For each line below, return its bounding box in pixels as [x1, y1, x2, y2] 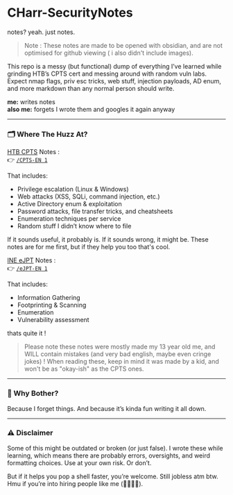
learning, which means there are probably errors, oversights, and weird [7, 451, 210, 460]
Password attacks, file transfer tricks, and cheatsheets [17, 207, 173, 216]
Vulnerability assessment [17, 316, 89, 324]
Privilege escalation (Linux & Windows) [17, 185, 130, 194]
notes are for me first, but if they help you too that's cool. [7, 243, 171, 251]
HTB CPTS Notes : [7, 148, 60, 156]
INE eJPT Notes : [7, 256, 56, 265]
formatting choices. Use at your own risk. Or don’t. [7, 458, 152, 467]
